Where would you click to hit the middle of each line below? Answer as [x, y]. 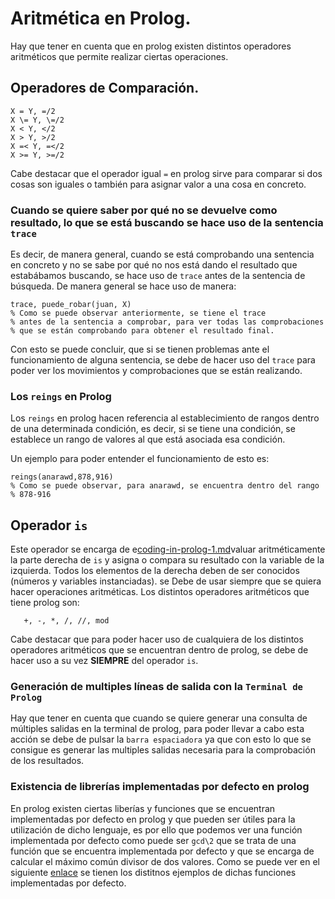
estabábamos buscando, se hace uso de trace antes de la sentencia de [158, 276]
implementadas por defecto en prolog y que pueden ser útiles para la [153, 819]
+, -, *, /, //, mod [66, 621]
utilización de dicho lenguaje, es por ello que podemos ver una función [156, 829]
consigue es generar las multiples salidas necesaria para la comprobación [163, 750]
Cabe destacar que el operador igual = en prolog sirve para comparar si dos [166, 173]
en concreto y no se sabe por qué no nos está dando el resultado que [154, 265]
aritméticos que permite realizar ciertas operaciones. [119, 56]
